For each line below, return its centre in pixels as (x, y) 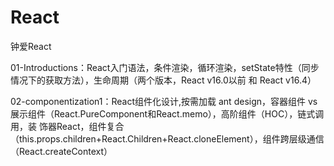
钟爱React (31, 46)
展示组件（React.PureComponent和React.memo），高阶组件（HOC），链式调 (167, 113)
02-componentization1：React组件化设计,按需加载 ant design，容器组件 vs (164, 101)
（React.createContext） (61, 151)
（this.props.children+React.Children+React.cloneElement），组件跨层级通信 (167, 138)
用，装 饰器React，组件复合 (67, 126)
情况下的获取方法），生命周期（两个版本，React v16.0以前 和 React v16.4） (163, 80)
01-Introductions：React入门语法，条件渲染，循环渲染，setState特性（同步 (165, 67)
